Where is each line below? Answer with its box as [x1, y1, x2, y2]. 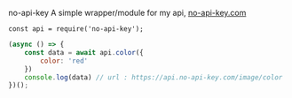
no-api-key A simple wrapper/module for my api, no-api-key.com [8, 8, 247, 18]
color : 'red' [40, 57, 89, 65]
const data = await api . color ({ [24, 48, 144, 57]
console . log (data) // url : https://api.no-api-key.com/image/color [24, 72, 283, 82]
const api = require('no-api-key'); [8, 25, 144, 34]
